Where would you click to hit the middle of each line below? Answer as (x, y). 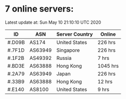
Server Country (75, 34)
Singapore (68, 50)
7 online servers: (39, 9)
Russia (64, 58)
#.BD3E (16, 66)
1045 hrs (108, 66)
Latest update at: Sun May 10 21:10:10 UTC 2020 (53, 22)
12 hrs (105, 82)
